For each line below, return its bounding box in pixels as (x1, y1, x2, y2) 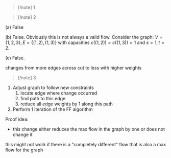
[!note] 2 (17, 14, 36, 20)
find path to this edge (20, 96, 66, 101)
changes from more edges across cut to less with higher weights (5, 65, 142, 71)
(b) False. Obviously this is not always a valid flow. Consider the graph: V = (5, 34, 163, 40)
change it (12, 131, 33, 138)
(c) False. (5, 55, 25, 61)
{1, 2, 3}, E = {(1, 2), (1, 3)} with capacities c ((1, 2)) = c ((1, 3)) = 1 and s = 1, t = (5, 39, 165, 46)
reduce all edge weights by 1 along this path (20, 101, 113, 107)
